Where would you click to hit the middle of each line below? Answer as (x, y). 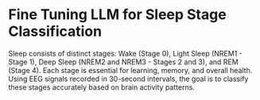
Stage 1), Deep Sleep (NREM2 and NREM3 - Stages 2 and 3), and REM (123, 62)
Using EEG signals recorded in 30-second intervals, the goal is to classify (128, 79)
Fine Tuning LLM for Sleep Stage (117, 15)
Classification (55, 31)
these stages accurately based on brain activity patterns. (101, 87)
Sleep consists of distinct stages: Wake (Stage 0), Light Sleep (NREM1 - (125, 53)
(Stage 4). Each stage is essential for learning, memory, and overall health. (130, 70)
